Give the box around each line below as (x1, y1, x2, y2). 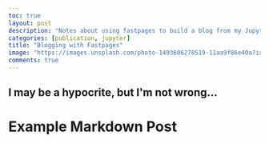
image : (8, 49, 30, 57)
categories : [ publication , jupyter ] (8, 34, 130, 42)
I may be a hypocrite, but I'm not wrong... (8, 85, 218, 100)
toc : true (8, 11, 42, 20)
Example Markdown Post (8, 117, 178, 136)
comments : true (8, 57, 59, 65)
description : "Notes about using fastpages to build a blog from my (8, 26, 242, 34)
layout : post (8, 19, 52, 27)
